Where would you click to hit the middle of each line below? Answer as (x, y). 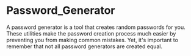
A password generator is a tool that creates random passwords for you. (96, 27)
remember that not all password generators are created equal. (85, 46)
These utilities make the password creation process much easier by (91, 33)
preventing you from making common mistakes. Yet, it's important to (92, 40)
